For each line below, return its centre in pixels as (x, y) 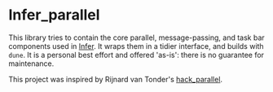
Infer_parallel (54, 15)
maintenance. (31, 64)
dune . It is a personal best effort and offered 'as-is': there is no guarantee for (136, 55)
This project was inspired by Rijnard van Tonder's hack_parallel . (115, 79)
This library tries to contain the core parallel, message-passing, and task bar (136, 37)
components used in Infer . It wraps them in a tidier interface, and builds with (136, 46)
